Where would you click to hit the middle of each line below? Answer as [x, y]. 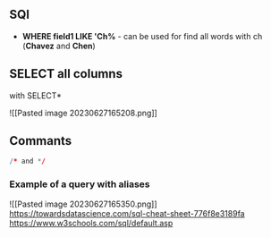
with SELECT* [36, 95]
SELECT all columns [66, 74]
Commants [41, 141]
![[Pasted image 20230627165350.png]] [84, 204]
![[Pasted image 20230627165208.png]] [84, 113]
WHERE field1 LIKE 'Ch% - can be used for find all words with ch [142, 36]
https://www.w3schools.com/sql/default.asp [91, 223]
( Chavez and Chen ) [59, 46]
